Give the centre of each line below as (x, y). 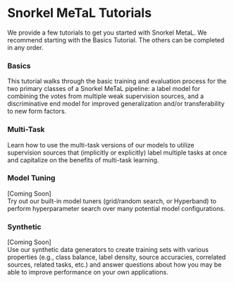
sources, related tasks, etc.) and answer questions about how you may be (115, 265)
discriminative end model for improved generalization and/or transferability (116, 104)
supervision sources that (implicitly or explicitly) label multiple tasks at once (117, 152)
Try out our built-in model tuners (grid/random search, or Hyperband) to (112, 201)
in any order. (25, 47)
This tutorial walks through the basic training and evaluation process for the (117, 81)
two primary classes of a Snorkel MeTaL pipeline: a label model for (104, 89)
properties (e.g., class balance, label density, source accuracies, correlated (117, 257)
